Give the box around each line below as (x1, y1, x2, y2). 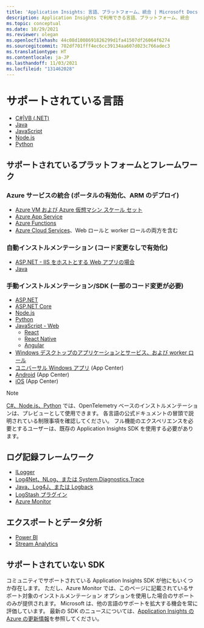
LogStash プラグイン (15, 491, 68, 498)
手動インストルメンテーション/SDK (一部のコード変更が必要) (6, 282, 184, 290)
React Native (24, 335, 57, 342)
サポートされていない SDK (6, 560, 105, 570)
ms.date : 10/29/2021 (6, 26, 59, 32)
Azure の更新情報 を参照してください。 (6, 615, 102, 623)
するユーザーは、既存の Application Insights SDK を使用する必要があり (16, 425, 194, 432)
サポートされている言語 (6, 94, 124, 108)
